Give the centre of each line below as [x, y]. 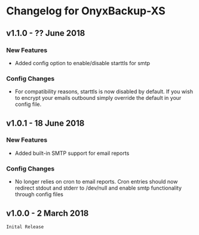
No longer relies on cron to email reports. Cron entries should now [96, 182]
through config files [39, 194]
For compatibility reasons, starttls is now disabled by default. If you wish [104, 91]
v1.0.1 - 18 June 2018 [45, 123]
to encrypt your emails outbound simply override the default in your [98, 98]
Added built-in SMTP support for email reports [72, 153]
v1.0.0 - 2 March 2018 [48, 213]
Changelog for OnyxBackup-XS [86, 11]
